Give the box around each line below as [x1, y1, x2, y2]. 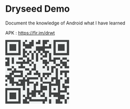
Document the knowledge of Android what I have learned [5, 20, 126, 26]
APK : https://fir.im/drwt [5, 30, 55, 36]
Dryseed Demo [5, 3, 70, 15]
